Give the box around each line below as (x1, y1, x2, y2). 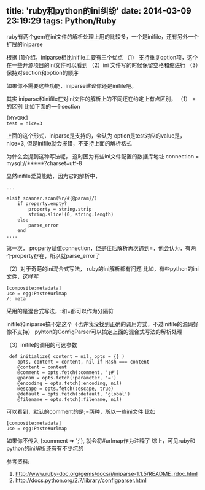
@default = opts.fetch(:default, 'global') (17, 391, 131, 397)
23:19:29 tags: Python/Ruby (6, 16, 117, 26)
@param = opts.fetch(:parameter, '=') (17, 375, 117, 381)
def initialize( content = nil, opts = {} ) (9, 353, 125, 359)
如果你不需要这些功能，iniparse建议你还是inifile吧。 (6, 82, 137, 89)
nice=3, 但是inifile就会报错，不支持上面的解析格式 (6, 139, 132, 147)
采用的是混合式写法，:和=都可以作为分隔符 (6, 307, 114, 314)
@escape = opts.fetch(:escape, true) (17, 386, 114, 392)
